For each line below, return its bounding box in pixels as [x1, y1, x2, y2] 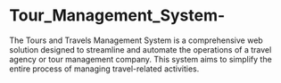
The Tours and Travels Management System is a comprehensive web [9, 35, 263, 46]
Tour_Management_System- [9, 5, 226, 26]
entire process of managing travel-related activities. [9, 63, 200, 74]
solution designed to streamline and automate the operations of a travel [9, 44, 272, 54]
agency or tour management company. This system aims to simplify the [9, 54, 272, 64]
